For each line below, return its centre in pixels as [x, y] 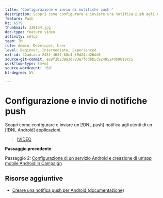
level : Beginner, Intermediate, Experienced [51, 50]
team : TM [14, 41]
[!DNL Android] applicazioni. [33, 130]
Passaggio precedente [28, 148]
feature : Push [19, 18]
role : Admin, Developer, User [36, 46]
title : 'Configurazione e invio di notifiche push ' [59, 9]
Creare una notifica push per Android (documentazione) [68, 190]
